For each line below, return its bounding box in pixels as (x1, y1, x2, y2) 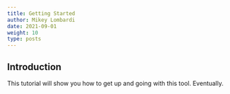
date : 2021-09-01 (7, 23, 57, 30)
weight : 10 (7, 29, 39, 36)
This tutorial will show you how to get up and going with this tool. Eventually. (7, 79, 224, 87)
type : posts (7, 36, 41, 43)
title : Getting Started (7, 10, 76, 17)
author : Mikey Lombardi (7, 16, 76, 23)
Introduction (7, 61, 62, 73)
